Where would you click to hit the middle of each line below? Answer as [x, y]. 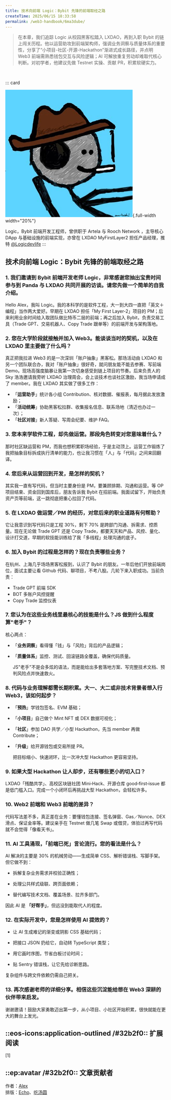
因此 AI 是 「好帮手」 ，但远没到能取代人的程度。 [55, 905]
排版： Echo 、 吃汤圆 [26, 1092]
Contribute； [26, 735]
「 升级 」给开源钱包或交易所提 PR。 [50, 747]
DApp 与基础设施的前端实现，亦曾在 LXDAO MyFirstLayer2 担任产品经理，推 [85, 238]
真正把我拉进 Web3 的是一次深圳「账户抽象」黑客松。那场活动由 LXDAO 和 [84, 358]
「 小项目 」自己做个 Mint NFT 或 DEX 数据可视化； [65, 719]
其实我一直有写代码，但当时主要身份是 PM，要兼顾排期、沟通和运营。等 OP [84, 485]
